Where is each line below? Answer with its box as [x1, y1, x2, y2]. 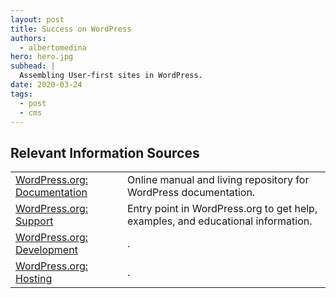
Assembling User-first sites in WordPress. [19, 71, 203, 81]
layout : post [10, 14, 65, 25]
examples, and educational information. [127, 214, 313, 228]
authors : [10, 33, 47, 43]
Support [15, 214, 54, 228]
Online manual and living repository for [127, 173, 310, 187]
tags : [10, 89, 33, 99]
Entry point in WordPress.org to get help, [127, 202, 318, 216]
